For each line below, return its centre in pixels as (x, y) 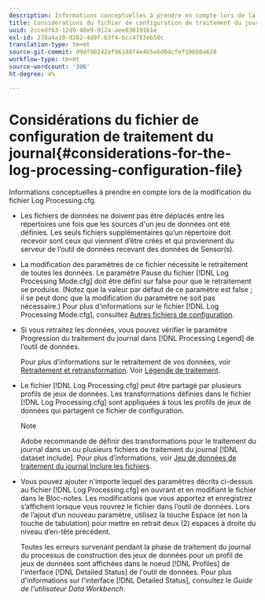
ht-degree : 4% (32, 74)
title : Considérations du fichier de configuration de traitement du (125, 23)
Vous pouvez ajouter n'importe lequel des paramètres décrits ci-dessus (136, 481)
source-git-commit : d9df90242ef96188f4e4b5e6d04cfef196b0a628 (113, 52)
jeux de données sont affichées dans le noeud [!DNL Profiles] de (125, 563)
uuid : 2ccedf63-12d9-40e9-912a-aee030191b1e (83, 30)
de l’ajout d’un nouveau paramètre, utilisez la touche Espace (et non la (134, 515)
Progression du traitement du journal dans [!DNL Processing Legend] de (137, 338)
